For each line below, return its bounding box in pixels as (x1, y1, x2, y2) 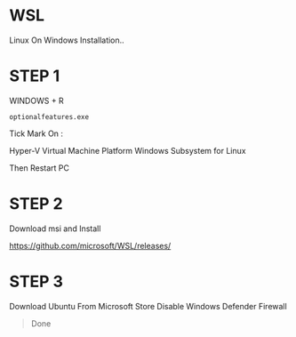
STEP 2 (9, 194, 64, 214)
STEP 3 (9, 272, 64, 292)
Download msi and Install (9, 223, 101, 234)
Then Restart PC (9, 162, 69, 173)
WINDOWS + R (9, 95, 64, 106)
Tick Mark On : (9, 128, 64, 139)
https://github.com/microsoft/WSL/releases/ (9, 240, 172, 251)
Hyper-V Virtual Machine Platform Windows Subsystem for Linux (9, 145, 246, 156)
